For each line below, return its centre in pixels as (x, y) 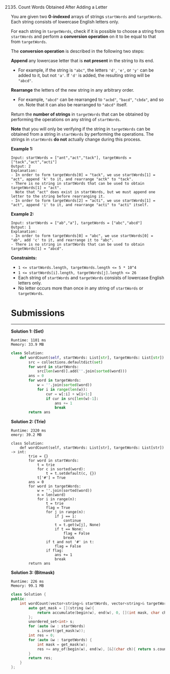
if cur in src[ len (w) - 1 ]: (72, 399)
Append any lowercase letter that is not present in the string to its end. (83, 60)
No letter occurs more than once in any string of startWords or (81, 288)
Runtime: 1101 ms (29, 340)
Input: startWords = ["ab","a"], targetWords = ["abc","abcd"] (77, 223)
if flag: (54, 551)
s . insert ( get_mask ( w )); (61, 631)
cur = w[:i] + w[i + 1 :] (69, 394)
